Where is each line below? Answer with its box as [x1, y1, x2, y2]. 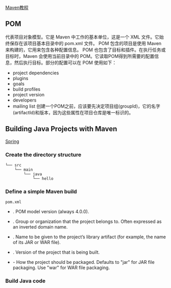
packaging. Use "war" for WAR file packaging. [12, 264, 110, 271]
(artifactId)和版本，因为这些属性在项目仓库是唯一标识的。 [12, 109, 134, 115]
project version [12, 91, 45, 97]
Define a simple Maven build [5, 188, 78, 195]
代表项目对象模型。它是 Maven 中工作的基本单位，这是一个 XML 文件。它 [5, 34, 160, 40]
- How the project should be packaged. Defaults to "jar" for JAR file [12, 259, 155, 265]
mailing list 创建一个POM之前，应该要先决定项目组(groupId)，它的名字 [12, 103, 161, 109]
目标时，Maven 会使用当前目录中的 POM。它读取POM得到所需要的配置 [5, 53, 155, 59]
